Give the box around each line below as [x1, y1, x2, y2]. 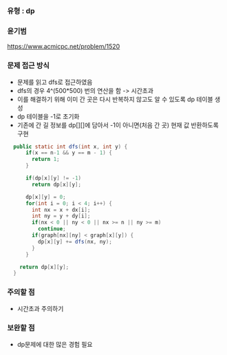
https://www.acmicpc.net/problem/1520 [7, 43, 120, 51]
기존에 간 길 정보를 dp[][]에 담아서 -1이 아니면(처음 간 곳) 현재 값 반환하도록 [17, 120, 219, 129]
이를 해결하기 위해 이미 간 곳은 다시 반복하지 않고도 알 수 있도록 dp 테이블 [17, 95, 213, 103]
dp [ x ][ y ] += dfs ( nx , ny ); [37, 238, 112, 245]
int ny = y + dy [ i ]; [32, 213, 91, 219]
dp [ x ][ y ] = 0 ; [25, 193, 67, 200]
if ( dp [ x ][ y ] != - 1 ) [25, 175, 81, 182]
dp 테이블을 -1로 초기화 [17, 112, 80, 120]
